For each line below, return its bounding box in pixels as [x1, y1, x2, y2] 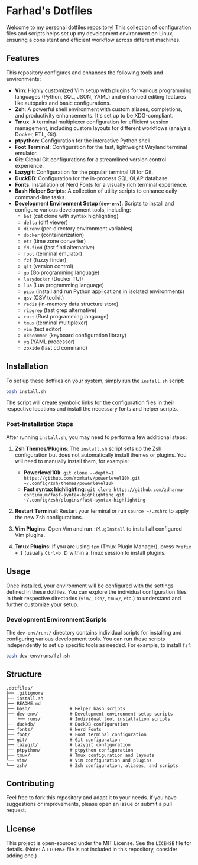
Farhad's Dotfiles [6, 4, 93, 18]
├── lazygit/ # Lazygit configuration [6, 742, 131, 748]
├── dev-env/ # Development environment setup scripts [6, 711, 173, 717]
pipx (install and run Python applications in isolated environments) [23, 288, 185, 295]
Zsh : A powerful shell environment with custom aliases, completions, [14, 105, 183, 113]
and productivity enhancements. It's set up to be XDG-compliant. [14, 112, 174, 119]
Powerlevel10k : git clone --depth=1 [23, 469, 114, 476]
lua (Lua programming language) [23, 281, 105, 288]
